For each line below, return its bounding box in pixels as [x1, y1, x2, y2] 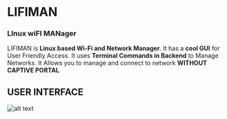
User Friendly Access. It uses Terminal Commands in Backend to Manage [7, 52, 219, 60]
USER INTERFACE [7, 86, 84, 98]
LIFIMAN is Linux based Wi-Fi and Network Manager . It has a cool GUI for [7, 44, 220, 52]
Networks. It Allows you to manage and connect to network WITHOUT [7, 59, 207, 67]
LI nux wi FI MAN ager [7, 29, 77, 39]
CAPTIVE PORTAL [7, 66, 60, 74]
